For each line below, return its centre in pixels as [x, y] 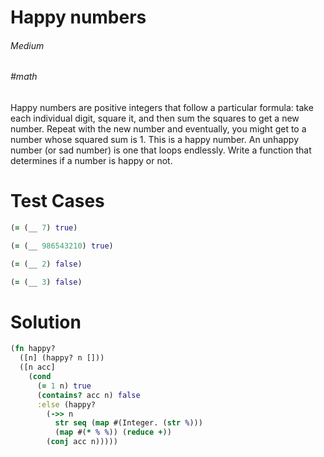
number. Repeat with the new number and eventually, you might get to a [158, 129]
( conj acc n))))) [82, 442]
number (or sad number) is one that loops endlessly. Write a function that [161, 150]
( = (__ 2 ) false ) [46, 264]
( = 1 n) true [64, 386]
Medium [27, 45]
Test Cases [57, 201]
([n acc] [37, 367]
